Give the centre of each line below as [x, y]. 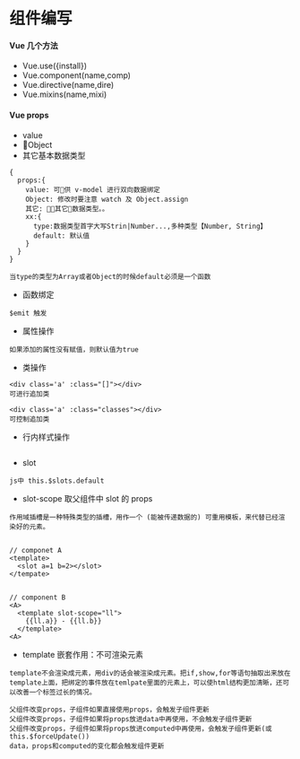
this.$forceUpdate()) [50, 737]
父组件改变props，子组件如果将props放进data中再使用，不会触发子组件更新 [131, 719]
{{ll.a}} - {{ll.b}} [64, 621]
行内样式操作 [46, 437]
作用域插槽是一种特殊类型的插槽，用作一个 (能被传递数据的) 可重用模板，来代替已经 [144, 517]
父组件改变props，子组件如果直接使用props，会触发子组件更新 [109, 710]
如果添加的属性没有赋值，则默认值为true [74, 349]
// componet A [36, 550]
